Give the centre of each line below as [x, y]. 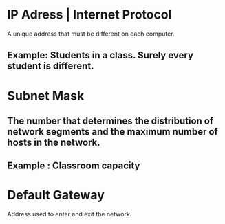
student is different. [51, 66]
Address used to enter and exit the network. [69, 214]
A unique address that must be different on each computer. [91, 34]
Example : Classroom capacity [74, 166]
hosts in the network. [54, 142]
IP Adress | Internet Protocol [89, 15]
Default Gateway [56, 195]
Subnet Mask [46, 96]
